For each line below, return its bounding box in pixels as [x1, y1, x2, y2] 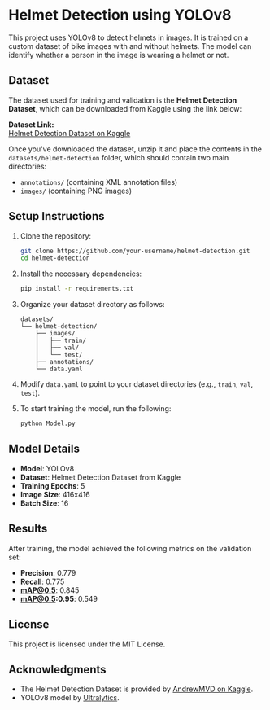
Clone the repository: [20, 230, 92, 241]
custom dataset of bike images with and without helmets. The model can [8, 41, 252, 50]
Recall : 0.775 [20, 576, 65, 586]
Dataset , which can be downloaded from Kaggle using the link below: [8, 103, 242, 113]
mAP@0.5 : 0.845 [20, 585, 80, 595]
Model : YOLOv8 [20, 463, 75, 473]
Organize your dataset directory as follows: [20, 300, 165, 309]
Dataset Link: [8, 120, 54, 129]
